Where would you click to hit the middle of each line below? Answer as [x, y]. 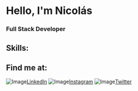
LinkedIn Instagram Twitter [79, 82]
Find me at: [27, 67]
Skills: [17, 48]
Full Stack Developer [36, 29]
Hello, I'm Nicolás [49, 11]
